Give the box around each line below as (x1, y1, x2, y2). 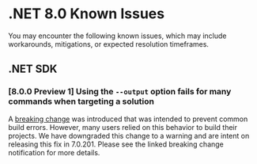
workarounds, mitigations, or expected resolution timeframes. (8, 39, 210, 48)
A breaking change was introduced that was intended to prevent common (8, 114, 248, 124)
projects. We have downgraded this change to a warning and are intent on (8, 131, 250, 140)
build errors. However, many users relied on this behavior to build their (8, 122, 238, 132)
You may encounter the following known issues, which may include (8, 31, 227, 40)
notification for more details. (8, 147, 100, 157)
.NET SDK (8, 63, 58, 76)
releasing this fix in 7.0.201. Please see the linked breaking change (8, 139, 224, 149)
